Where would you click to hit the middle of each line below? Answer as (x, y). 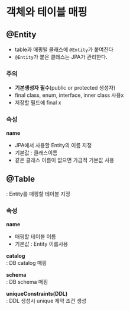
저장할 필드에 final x (38, 103)
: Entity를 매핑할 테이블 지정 (38, 194)
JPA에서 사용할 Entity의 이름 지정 (53, 145)
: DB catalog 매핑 (27, 262)
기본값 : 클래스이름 (36, 153)
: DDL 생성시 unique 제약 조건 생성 (46, 300)
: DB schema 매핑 (27, 281)
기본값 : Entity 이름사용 (41, 243)
